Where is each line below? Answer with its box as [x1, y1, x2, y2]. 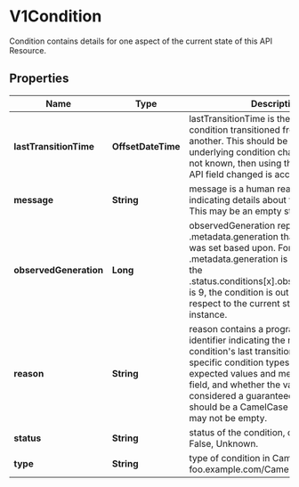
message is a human [189, 183, 276, 195]
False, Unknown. [189, 437, 259, 450]
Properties [9, 71, 69, 86]
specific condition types [189, 356, 290, 369]
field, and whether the [189, 378, 281, 391]
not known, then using [189, 157, 282, 169]
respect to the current [189, 296, 280, 309]
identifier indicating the [189, 334, 287, 346]
